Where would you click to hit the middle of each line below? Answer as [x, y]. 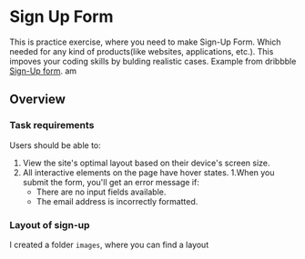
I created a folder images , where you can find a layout [109, 244]
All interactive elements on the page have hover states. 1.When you [148, 172]
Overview [38, 100]
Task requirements [52, 125]
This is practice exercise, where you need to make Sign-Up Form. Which [145, 42]
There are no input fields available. [101, 192]
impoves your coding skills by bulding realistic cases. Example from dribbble [153, 61]
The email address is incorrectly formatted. [117, 201]
